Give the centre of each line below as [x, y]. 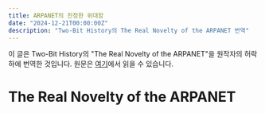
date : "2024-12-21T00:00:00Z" [58, 23]
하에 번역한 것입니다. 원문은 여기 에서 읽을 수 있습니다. [91, 64]
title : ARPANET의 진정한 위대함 [56, 16]
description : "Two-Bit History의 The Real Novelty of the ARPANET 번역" [129, 30]
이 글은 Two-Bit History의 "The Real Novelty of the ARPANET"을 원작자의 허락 [133, 54]
